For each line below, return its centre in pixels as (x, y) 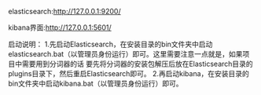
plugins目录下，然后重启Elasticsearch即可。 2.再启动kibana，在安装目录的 (129, 73)
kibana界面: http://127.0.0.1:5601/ (60, 27)
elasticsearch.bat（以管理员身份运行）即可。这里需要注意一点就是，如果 (125, 54)
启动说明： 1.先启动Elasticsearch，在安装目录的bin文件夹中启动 (110, 44)
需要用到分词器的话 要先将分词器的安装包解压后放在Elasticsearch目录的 (137, 64)
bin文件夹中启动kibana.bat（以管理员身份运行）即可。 (96, 83)
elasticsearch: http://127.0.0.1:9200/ (64, 11)
